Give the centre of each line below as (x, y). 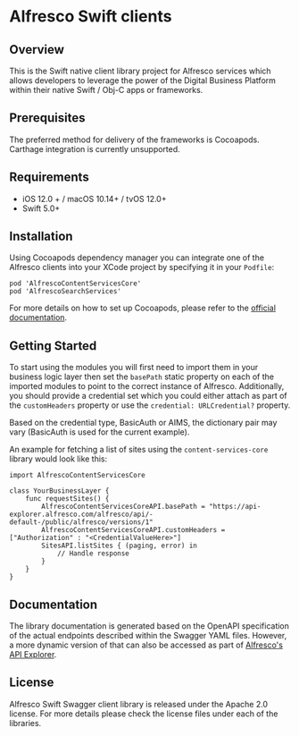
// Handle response (93, 554)
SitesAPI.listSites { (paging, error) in (120, 546)
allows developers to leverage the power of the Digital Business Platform (143, 80)
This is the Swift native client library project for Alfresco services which (140, 71)
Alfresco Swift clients (91, 17)
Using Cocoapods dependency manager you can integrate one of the (137, 258)
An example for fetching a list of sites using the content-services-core (139, 450)
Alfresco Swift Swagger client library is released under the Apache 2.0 (139, 704)
